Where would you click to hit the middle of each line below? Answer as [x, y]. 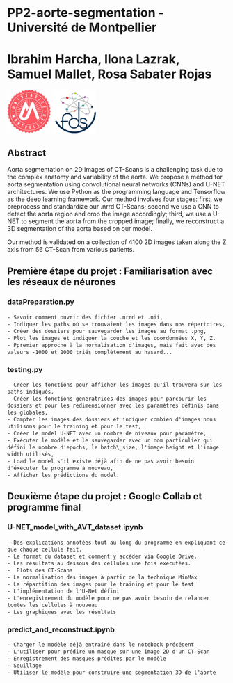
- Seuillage [24, 666]
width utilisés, [31, 454]
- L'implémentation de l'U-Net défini [63, 591]
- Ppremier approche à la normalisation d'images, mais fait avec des [112, 345]
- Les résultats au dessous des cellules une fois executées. [99, 563]
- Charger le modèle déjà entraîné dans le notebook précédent [101, 645]
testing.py [25, 369]
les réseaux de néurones [62, 282]
